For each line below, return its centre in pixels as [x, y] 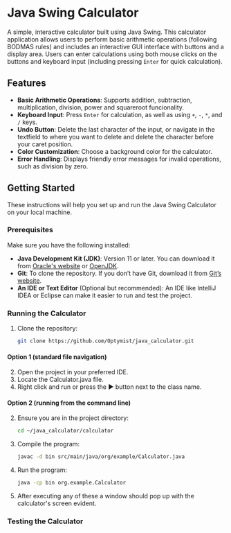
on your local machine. [40, 212]
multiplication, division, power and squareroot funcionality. [101, 107]
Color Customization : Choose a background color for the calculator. [115, 151]
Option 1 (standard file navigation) [57, 357]
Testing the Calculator [45, 521]
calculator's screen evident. [57, 503]
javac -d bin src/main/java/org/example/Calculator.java [101, 457]
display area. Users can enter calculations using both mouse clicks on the [112, 54]
